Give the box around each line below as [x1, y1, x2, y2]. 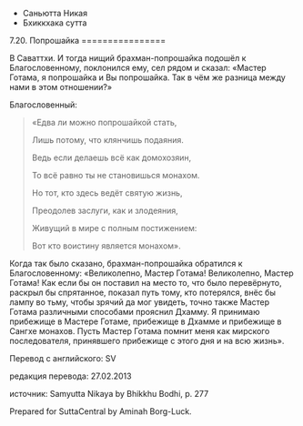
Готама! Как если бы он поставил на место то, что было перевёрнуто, [9, 278, 282, 288]
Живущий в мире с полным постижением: [31, 223, 197, 233]
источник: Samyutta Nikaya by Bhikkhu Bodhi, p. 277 [9, 389, 209, 399]
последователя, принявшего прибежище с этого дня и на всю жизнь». [9, 336, 285, 346]
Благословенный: [9, 99, 77, 110]
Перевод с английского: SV [9, 353, 116, 363]
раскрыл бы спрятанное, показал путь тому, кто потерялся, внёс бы [9, 287, 276, 298]
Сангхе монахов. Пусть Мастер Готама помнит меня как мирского [9, 326, 270, 336]
